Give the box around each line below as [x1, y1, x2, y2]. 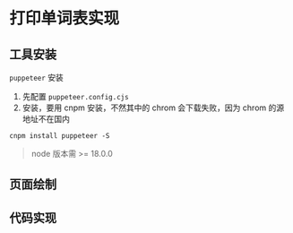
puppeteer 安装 [9, 73, 65, 82]
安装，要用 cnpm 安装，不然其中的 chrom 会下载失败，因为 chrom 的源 [22, 102, 285, 113]
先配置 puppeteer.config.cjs [22, 91, 129, 101]
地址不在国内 [22, 114, 70, 124]
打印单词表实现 [9, 8, 120, 29]
